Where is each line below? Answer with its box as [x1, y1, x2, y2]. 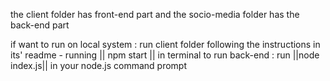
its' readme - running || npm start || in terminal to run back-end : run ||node [10, 49, 320, 61]
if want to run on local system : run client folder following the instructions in [10, 39, 321, 50]
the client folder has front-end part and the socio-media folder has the [10, 9, 300, 20]
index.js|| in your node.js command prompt [10, 60, 187, 71]
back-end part [10, 19, 70, 31]
